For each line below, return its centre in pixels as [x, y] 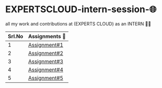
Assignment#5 [46, 78]
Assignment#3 [46, 61]
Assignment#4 [46, 70]
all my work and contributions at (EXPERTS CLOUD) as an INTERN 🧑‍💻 [78, 23]
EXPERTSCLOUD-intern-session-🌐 [81, 9]
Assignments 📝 [47, 36]
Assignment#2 [46, 53]
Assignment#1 [46, 45]
